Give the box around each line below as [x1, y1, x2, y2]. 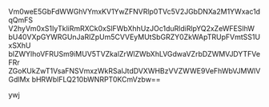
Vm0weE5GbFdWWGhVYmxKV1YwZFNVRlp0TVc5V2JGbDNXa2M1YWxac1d [8, 7, 261, 16]
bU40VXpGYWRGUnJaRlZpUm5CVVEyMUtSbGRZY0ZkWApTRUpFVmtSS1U [8, 32, 261, 42]
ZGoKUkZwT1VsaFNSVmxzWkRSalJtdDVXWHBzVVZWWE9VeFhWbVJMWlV [8, 66, 261, 75]
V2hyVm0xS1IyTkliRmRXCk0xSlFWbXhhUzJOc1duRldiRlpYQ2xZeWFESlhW [8, 24, 255, 33]
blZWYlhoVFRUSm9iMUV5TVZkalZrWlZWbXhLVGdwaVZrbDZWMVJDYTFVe [8, 50, 261, 58]
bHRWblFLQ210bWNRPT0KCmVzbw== [31, 75, 161, 84]
